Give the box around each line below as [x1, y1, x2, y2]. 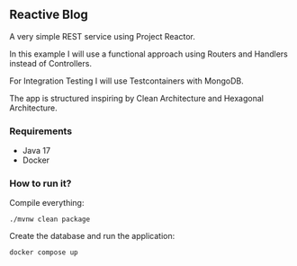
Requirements [9, 125, 73, 137]
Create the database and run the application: [9, 231, 175, 242]
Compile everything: [9, 198, 85, 208]
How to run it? [9, 177, 72, 190]
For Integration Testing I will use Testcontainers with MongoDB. [9, 75, 245, 86]
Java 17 [22, 146, 51, 156]
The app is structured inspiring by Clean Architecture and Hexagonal [9, 93, 264, 103]
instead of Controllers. [9, 58, 93, 68]
